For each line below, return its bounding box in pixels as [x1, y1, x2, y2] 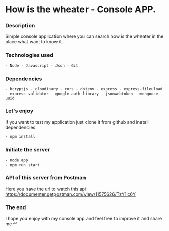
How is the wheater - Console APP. [5, 4, 156, 15]
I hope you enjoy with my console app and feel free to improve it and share [5, 216, 162, 222]
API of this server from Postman [5, 174, 86, 181]
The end [5, 203, 26, 211]
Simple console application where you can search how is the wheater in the [5, 33, 164, 39]
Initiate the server [5, 146, 50, 153]
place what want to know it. [5, 39, 63, 45]
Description [5, 22, 35, 29]
